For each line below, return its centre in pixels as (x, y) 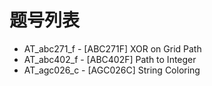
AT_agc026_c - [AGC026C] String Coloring (112, 70)
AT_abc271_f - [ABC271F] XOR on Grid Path (112, 48)
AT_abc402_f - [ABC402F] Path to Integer (110, 59)
